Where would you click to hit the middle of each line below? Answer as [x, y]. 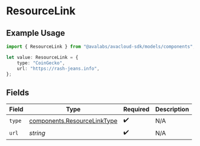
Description [172, 110]
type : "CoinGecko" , [41, 63]
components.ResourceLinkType [73, 120]
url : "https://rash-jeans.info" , [58, 69]
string [37, 133]
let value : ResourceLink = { [42, 57]
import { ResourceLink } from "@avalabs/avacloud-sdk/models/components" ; [101, 46]
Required [136, 110]
